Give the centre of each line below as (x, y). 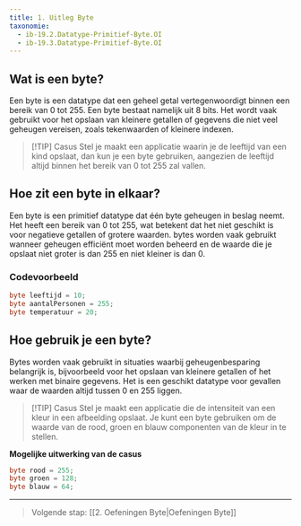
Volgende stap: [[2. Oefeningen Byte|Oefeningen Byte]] (134, 513)
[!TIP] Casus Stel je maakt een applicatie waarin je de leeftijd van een (159, 147)
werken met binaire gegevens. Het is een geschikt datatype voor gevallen (145, 381)
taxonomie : (30, 26)
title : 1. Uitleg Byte (52, 18)
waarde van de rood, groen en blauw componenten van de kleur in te (159, 426)
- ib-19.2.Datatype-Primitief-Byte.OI (90, 34)
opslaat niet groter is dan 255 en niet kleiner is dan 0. (107, 253)
